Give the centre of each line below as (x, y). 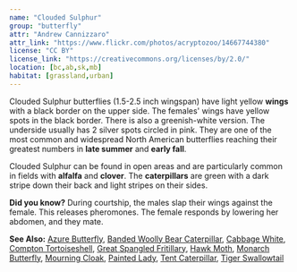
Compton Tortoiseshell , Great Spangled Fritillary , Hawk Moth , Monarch (140, 248)
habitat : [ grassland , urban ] (62, 76)
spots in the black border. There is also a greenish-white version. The (137, 120)
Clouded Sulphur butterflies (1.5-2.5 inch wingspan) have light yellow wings (149, 101)
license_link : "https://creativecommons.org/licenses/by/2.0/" (130, 59)
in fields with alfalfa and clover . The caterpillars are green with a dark (140, 175)
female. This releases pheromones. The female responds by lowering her (144, 212)
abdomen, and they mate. (57, 221)
